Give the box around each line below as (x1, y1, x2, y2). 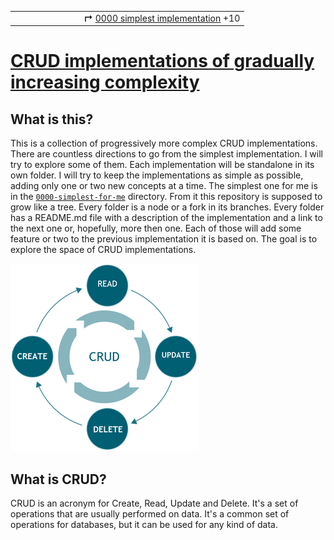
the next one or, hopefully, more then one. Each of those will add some (10, 222, 302, 235)
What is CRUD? (10, 471, 107, 488)
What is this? (10, 111, 94, 128)
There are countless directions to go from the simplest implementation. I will (10, 148, 323, 160)
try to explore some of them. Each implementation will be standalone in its (10, 159, 315, 171)
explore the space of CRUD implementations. (10, 244, 197, 256)
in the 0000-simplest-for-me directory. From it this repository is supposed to (10, 191, 323, 203)
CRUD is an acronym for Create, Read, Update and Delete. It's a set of (10, 497, 299, 510)
